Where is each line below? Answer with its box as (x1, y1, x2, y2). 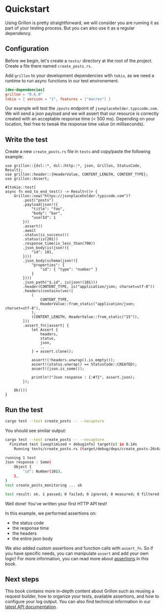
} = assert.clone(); (31, 349, 74, 354)
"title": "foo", (31, 206, 65, 212)
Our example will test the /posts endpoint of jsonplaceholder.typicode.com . (5, 105, 158, 112)
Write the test (5, 135, 48, 144)
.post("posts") (23, 198, 54, 203)
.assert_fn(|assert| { (23, 323, 69, 328)
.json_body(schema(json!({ (23, 258, 78, 264)
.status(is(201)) (23, 237, 58, 242)
